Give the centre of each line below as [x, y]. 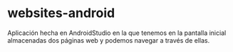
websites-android [61, 13]
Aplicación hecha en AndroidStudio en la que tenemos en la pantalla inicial [117, 33]
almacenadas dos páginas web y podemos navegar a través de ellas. [109, 40]
